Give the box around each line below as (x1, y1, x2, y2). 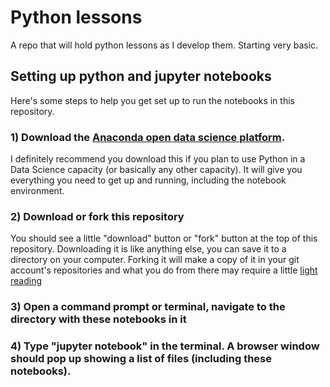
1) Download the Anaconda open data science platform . (10, 130, 286, 144)
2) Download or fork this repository (10, 209, 185, 223)
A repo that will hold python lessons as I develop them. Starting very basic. (10, 39, 319, 51)
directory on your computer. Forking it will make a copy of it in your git (10, 254, 300, 266)
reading (10, 275, 43, 287)
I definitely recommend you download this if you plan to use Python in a (10, 153, 306, 165)
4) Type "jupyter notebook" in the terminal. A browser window (10, 339, 320, 353)
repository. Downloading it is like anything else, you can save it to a (10, 243, 287, 255)
